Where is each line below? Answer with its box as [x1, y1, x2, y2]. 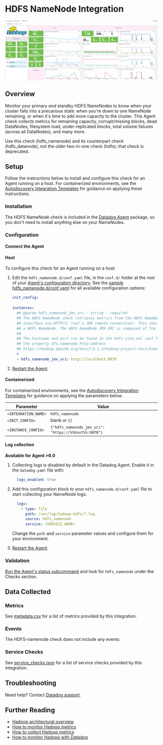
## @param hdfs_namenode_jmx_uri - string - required [16, 310, 128, 316]
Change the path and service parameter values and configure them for [12, 530, 154, 536]
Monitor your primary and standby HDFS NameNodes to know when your [5, 103, 152, 109]
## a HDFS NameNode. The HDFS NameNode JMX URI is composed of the [16, 326, 156, 331]
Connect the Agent [5, 243, 45, 249]
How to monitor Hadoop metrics [12, 724, 77, 730]
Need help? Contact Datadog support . [5, 692, 81, 698]
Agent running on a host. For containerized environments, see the [5, 181, 137, 186]
